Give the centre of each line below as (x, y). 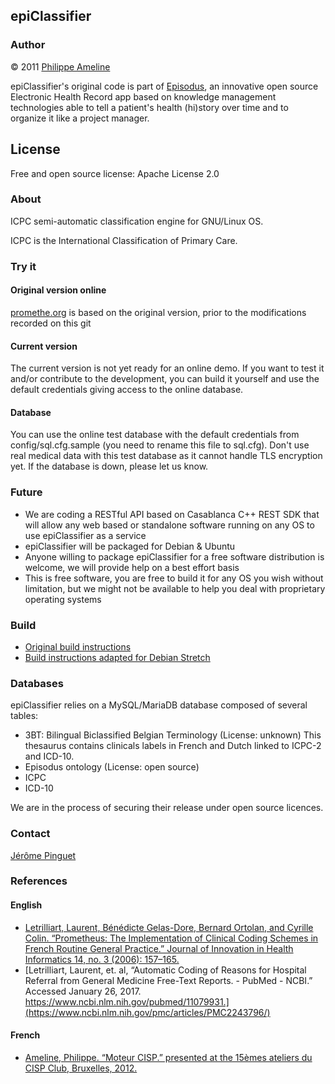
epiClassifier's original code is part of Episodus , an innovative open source (164, 86)
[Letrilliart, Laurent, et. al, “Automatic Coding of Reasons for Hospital (165, 970)
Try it (23, 266)
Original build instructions (78, 646)
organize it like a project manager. (80, 118)
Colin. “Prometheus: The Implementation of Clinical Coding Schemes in (171, 938)
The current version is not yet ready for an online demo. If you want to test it (167, 368)
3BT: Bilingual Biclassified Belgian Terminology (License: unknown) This (173, 735)
